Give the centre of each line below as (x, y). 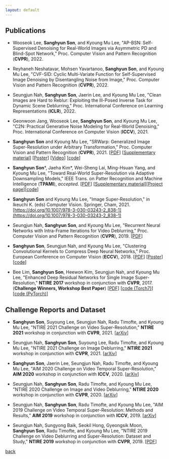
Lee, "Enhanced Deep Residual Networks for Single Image (73, 277)
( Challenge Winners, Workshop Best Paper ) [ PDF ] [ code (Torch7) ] (83, 289)
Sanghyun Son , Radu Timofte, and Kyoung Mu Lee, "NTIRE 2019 (80, 431)
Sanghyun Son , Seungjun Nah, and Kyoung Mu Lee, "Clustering (79, 246)
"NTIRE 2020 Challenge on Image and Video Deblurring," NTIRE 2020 (86, 389)
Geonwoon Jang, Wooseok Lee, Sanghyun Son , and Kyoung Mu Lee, (85, 121)
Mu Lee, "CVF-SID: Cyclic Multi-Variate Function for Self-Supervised (84, 74)
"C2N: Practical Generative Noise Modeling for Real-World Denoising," (86, 126)
